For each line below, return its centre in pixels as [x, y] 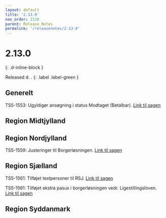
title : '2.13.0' [22, 15]
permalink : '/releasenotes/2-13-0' [43, 29]
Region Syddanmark [38, 209]
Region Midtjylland [35, 121]
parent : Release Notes [29, 24]
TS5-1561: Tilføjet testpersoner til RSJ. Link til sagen [59, 178]
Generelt [19, 93]
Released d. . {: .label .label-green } [42, 77]
